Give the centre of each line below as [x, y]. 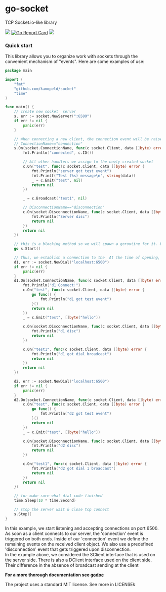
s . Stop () [23, 514]
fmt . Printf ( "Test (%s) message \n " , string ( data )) [83, 176]
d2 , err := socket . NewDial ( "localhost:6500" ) [62, 382]
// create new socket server [45, 112]
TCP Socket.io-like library [31, 22]
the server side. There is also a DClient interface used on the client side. [79, 560]
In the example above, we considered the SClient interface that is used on [80, 554]
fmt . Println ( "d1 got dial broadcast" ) [71, 354]
